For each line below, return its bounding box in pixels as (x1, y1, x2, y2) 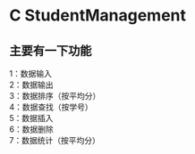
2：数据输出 (9, 79, 54, 90)
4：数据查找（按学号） (9, 101, 94, 112)
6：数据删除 (9, 124, 54, 134)
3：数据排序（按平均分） (9, 91, 101, 101)
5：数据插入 (9, 113, 54, 123)
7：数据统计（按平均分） (9, 135, 100, 145)
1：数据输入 (9, 69, 52, 78)
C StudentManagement (9, 5, 186, 26)
